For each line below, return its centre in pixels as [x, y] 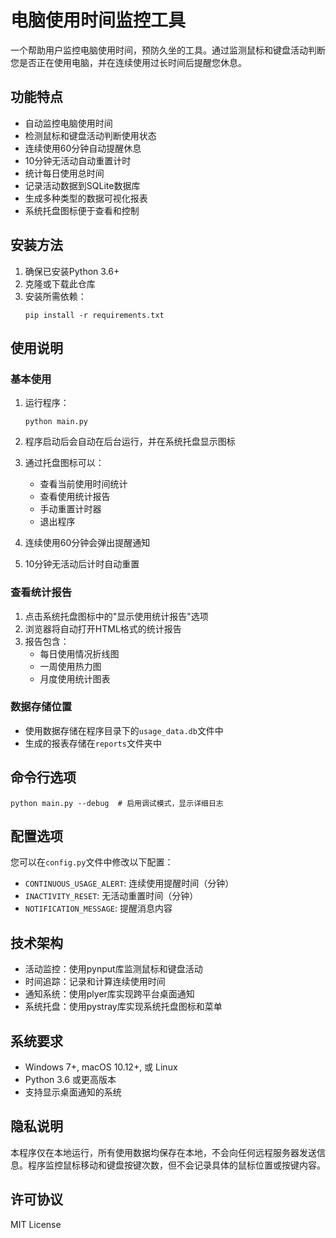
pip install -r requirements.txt [94, 315]
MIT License [36, 1224]
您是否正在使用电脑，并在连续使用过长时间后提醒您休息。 [128, 62]
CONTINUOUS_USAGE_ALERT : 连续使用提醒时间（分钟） [129, 883]
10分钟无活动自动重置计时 [78, 160]
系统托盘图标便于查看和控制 [82, 210]
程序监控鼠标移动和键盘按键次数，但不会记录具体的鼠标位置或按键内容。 [176, 1165]
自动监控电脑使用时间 [68, 123]
